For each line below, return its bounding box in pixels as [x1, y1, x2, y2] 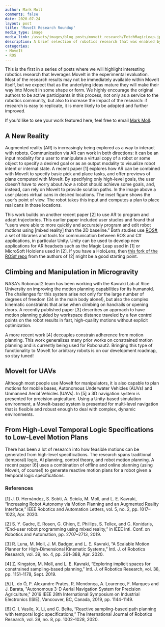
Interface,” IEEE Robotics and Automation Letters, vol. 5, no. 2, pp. [5, 506, 139, 512]
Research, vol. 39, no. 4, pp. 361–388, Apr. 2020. [5, 551, 104, 557]
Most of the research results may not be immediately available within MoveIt [5, 77, 160, 82]
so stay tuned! [5, 353, 34, 358]
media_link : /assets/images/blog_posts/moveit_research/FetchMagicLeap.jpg [5, 35, 164, 40]
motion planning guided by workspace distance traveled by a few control [5, 312, 153, 318]
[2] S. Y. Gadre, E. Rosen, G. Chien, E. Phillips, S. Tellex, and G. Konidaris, [5, 521, 153, 527]
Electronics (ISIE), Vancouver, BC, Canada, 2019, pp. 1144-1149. [5, 596, 134, 602]
